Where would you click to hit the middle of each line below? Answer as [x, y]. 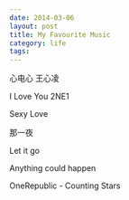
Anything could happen [53, 168]
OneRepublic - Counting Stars [65, 186]
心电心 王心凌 [34, 79]
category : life [38, 43]
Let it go [25, 151]
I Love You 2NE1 [39, 97]
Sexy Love [29, 114]
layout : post [34, 26]
